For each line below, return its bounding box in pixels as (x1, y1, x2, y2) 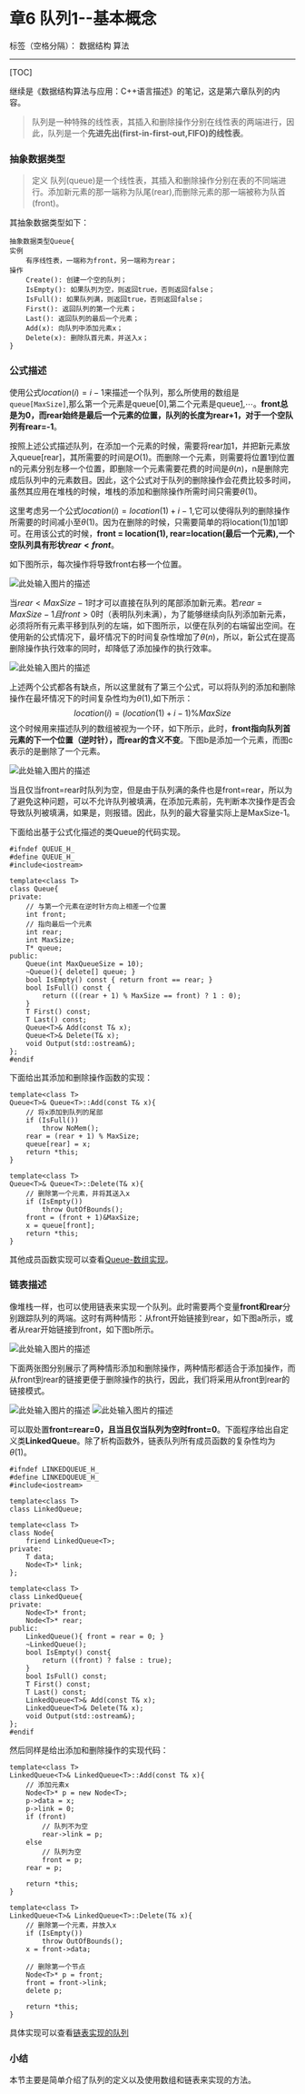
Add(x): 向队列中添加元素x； (25, 324, 124, 333)
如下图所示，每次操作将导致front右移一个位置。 (9, 559, 187, 569)
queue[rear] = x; (25, 1139, 92, 1149)
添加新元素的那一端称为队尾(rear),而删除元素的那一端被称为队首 (47, 186, 286, 197)
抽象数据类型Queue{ (9, 237, 75, 247)
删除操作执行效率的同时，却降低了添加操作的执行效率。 (9, 642, 216, 653)
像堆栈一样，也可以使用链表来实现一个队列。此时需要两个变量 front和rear (9, 1301, 283, 1312)
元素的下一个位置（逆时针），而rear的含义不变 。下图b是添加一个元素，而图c (9, 734, 293, 745)
